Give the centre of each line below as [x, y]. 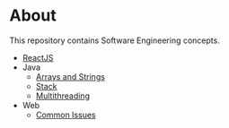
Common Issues [66, 115]
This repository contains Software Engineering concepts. [114, 40]
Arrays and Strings [70, 76]
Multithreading [62, 96]
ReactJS [38, 57]
